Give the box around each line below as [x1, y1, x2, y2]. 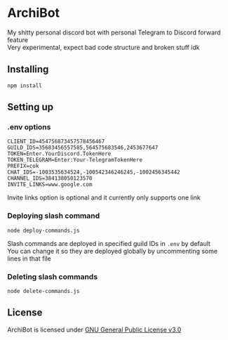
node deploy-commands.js [7, 227, 80, 234]
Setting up [7, 101, 54, 113]
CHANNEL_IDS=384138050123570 [7, 175, 93, 182]
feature [7, 35, 28, 44]
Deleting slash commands [7, 272, 98, 282]
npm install [7, 82, 42, 89]
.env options [7, 122, 51, 132]
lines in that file [7, 254, 51, 263]
